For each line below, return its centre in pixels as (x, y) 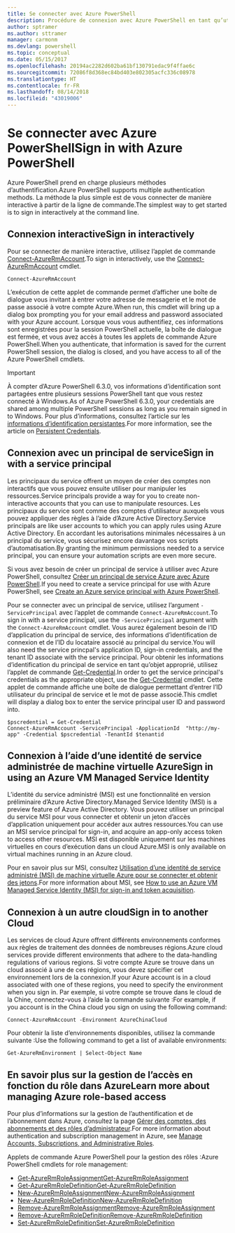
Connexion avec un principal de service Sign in (111, 453)
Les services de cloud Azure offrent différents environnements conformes (114, 940)
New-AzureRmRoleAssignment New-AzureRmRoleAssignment (106, 1193)
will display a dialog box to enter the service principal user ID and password (116, 701)
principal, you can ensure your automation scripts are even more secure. (112, 555)
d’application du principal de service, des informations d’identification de (112, 635)
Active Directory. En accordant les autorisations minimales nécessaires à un (116, 533)
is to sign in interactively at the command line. (73, 212)
